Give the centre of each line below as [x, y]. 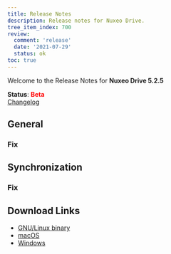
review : [19, 34]
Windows [31, 243]
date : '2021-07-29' [43, 47]
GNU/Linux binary [44, 228]
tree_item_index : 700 [40, 27]
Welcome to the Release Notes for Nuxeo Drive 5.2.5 [85, 80]
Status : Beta [26, 94]
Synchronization [45, 168]
